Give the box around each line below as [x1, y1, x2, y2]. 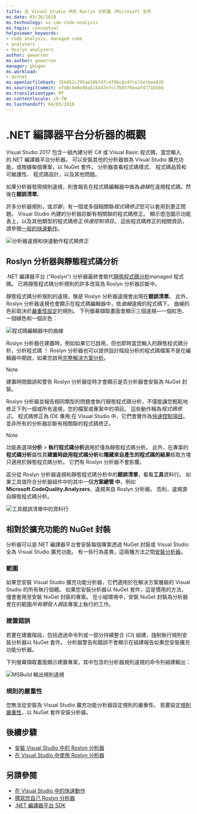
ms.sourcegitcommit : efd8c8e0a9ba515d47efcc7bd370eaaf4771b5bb [6, 85, 164, 91]
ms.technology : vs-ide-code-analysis [6, 19, 98, 25]
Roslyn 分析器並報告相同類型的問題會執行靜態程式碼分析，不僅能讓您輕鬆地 [6, 398, 189, 405]
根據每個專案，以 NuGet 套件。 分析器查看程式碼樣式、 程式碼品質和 [21, 164, 186, 171]
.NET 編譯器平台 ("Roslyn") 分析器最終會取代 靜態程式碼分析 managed [6, 273, 172, 280]
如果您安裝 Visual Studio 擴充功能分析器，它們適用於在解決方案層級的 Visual [6, 579, 191, 586]
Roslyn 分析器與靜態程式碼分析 [6, 256, 118, 266]
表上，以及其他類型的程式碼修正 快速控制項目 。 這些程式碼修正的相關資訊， [6, 218, 188, 225]
